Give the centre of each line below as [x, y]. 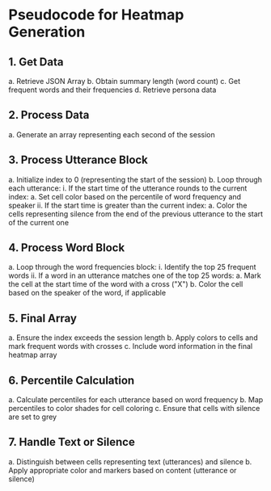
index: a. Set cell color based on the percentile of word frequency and [125, 196]
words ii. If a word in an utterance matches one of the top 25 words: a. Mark [135, 275]
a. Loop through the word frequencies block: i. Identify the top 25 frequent [132, 267]
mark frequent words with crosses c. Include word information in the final [131, 346]
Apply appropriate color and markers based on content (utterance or [123, 470]
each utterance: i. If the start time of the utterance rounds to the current [128, 188]
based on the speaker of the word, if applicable [87, 293]
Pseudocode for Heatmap [96, 15]
